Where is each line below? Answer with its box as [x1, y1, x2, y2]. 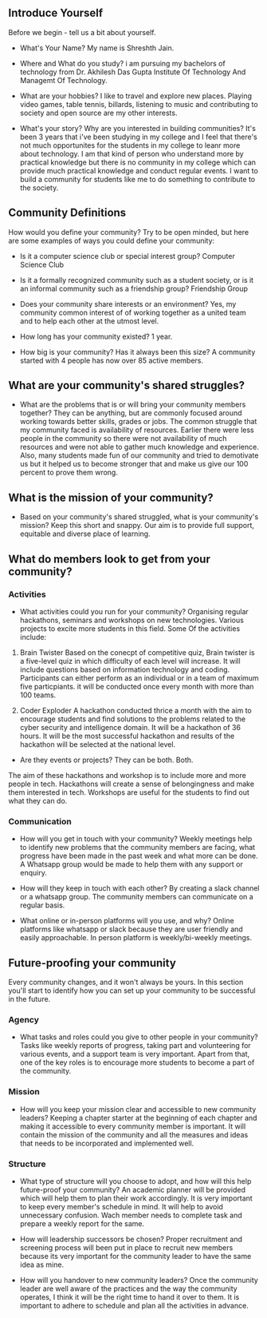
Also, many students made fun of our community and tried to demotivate [19, 451, 259, 460]
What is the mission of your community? [8, 490, 214, 504]
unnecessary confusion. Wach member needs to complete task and [19, 1210, 243, 1220]
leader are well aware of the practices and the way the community [19, 1284, 238, 1293]
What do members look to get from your [8, 552, 211, 566]
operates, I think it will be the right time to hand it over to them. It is [19, 1292, 240, 1301]
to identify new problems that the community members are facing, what [19, 843, 256, 852]
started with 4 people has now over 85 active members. [19, 355, 204, 365]
